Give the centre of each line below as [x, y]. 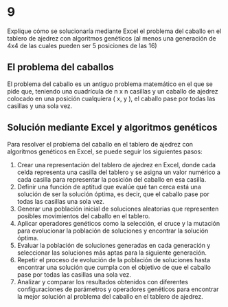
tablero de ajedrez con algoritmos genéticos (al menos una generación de [112, 38]
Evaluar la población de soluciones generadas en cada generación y [114, 245]
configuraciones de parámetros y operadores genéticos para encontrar [118, 289]
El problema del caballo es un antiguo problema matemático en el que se [110, 84]
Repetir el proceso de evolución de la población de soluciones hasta [114, 260]
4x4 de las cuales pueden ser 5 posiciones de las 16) [82, 45]
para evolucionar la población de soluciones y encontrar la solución [113, 231]
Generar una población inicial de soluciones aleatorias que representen [118, 209]
